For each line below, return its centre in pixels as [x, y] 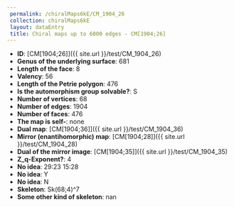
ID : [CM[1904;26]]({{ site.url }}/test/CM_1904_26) [89, 54]
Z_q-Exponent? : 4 [44, 160]
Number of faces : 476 [50, 114]
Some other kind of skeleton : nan [67, 197]
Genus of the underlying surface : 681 [73, 62]
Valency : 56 [35, 77]
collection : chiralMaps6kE [50, 21]
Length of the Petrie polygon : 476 [68, 84]
